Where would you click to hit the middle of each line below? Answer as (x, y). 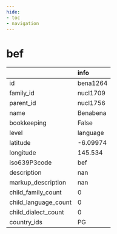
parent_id (23, 103)
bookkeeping (28, 123)
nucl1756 (92, 103)
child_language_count (40, 202)
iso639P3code (31, 163)
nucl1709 (92, 93)
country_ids (26, 222)
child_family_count (35, 192)
